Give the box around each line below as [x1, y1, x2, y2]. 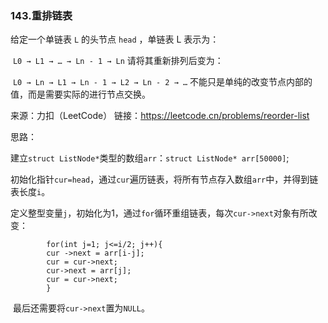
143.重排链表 [10, 8, 73, 22]
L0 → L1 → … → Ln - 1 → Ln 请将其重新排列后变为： [12, 55, 224, 67]
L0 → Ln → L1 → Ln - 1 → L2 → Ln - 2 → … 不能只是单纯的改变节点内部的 [12, 76, 313, 88]
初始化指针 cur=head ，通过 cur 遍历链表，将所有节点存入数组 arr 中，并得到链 [10, 173, 319, 186]
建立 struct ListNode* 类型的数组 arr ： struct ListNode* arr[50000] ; [10, 152, 290, 164]
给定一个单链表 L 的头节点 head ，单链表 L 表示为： [10, 33, 220, 46]
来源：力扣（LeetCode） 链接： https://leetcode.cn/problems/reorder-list [10, 110, 310, 122]
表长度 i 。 [10, 186, 51, 198]
